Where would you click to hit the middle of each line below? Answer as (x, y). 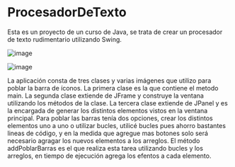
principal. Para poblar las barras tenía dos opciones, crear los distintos (110, 118)
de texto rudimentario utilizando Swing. (65, 39)
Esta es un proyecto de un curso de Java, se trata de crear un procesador (115, 32)
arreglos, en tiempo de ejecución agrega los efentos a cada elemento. (109, 156)
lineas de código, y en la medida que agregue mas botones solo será (108, 133)
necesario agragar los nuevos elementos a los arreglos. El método (104, 140)
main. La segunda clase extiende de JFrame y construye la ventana (105, 96)
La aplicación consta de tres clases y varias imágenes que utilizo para (109, 80)
